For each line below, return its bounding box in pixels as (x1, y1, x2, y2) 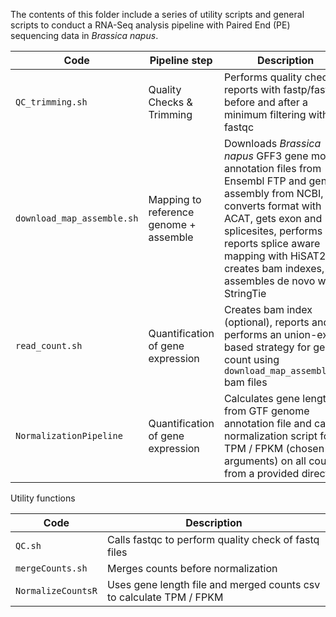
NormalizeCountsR (15, 585, 98, 596)
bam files (223, 375, 268, 389)
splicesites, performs (223, 224, 323, 238)
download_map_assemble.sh (15, 213, 139, 224)
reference (148, 205, 195, 219)
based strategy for (223, 340, 311, 354)
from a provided (223, 467, 300, 480)
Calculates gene (223, 392, 300, 405)
